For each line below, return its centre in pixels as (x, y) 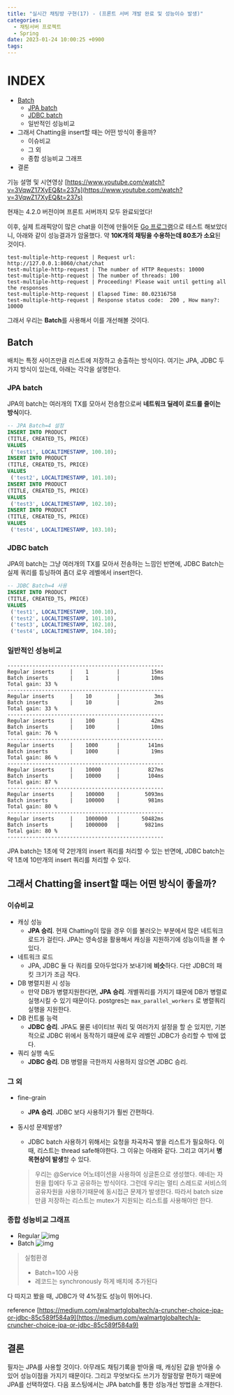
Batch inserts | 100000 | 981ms (86, 800)
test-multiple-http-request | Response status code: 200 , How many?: (114, 300)
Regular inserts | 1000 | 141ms (86, 745)
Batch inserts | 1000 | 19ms (86, 751)
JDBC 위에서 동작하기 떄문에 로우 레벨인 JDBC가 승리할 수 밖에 (132, 1035)
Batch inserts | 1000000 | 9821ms (86, 825)
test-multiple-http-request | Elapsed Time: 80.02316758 (92, 294)
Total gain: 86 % (32, 757)
